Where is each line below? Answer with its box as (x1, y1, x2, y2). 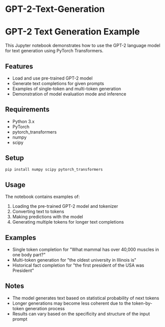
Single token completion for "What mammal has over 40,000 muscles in (12, 246, 160, 253)
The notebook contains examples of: (5, 194, 80, 200)
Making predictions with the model (12, 214, 83, 220)
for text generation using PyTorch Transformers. (5, 48, 104, 54)
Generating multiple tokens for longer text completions (12, 219, 124, 225)
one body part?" (12, 252, 46, 258)
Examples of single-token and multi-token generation (12, 86, 121, 92)
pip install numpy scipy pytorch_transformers (5, 167, 103, 172)
